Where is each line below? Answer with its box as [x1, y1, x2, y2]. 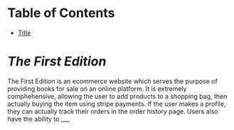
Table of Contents [7, 5, 115, 21]
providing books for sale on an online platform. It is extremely [7, 84, 187, 93]
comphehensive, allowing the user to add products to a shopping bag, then [7, 92, 228, 100]
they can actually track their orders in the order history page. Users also [7, 107, 218, 115]
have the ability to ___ [7, 114, 70, 123]
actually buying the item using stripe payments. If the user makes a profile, [7, 99, 226, 108]
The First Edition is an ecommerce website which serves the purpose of [7, 77, 218, 85]
